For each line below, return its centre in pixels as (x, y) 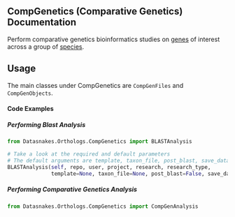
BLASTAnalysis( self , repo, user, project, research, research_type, (109, 167)
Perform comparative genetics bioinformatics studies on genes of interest (114, 39)
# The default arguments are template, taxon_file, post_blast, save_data (119, 160)
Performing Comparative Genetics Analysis (72, 189)
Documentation (42, 23)
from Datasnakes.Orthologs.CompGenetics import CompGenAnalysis (103, 206)
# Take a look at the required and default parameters (89, 154)
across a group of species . (46, 46)
